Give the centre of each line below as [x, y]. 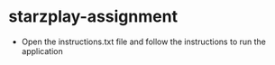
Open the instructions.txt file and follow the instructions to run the [144, 42]
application [42, 51]
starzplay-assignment [93, 17]
